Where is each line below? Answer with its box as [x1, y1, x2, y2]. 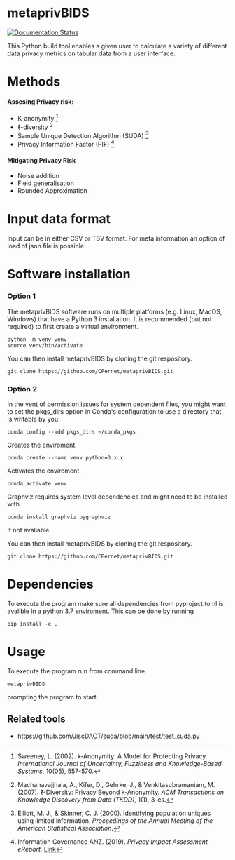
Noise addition [17, 172, 59, 180]
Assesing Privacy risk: [7, 97, 74, 106]
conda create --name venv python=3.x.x [7, 454, 124, 461]
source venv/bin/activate [7, 342, 83, 349]
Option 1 [7, 291, 36, 301]
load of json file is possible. [7, 242, 86, 250]
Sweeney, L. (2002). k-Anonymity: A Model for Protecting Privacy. [17, 752, 208, 760]
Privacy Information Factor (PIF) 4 [17, 139, 115, 148]
